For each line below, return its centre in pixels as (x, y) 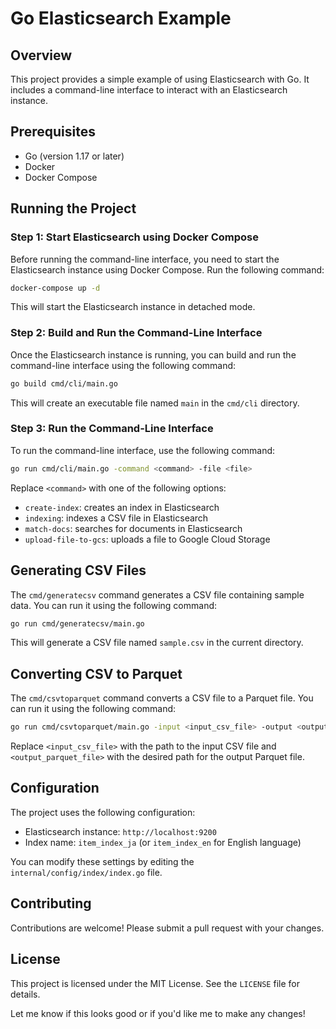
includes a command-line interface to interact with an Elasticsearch (149, 90)
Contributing (51, 903)
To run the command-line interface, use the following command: (143, 450)
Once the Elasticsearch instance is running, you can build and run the (153, 354)
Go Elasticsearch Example (121, 18)
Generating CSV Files (78, 570)
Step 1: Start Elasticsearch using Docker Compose (134, 237)
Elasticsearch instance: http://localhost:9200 (120, 831)
